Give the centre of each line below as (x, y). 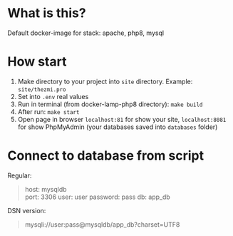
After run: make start (48, 111)
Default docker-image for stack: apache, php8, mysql (86, 33)
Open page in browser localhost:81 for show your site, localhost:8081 (122, 119)
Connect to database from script (106, 156)
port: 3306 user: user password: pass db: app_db (98, 197)
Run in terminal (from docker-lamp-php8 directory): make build (110, 104)
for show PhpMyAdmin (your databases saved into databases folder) (118, 127)
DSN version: (27, 210)
